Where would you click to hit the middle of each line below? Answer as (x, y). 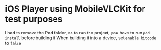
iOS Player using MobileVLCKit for (75, 9)
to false (13, 43)
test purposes (34, 19)
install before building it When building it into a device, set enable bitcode (81, 38)
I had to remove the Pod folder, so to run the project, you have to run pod (77, 33)
